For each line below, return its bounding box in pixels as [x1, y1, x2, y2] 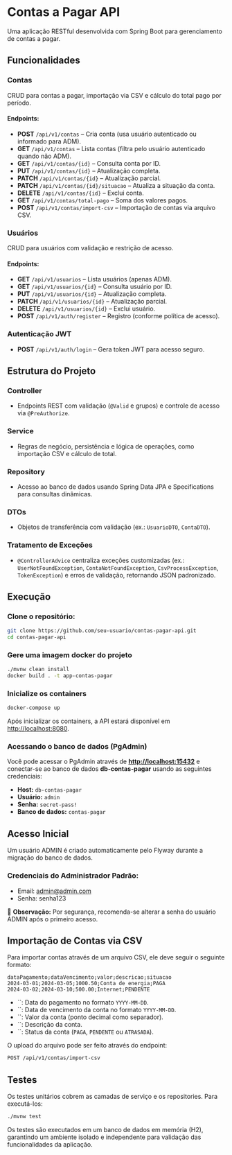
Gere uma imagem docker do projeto [7, 650, 133, 659]
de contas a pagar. [7, 34, 61, 42]
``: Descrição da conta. [17, 1021, 83, 1029]
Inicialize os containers [7, 688, 87, 698]
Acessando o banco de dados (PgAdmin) [7, 742, 148, 752]
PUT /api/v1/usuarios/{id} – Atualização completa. [17, 290, 167, 298]
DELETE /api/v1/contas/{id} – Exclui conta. [17, 189, 144, 197]
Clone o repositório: [7, 611, 75, 621]
